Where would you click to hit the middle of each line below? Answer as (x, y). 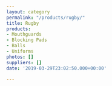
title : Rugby (23, 23)
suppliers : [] (24, 62)
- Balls (16, 46)
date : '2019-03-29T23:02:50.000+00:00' (57, 68)
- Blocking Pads (27, 40)
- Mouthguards (24, 35)
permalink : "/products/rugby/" (46, 18)
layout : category (28, 12)
